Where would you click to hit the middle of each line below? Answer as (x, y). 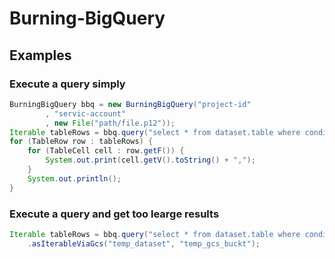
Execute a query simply (67, 84)
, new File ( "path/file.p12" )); (110, 123)
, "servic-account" (86, 113)
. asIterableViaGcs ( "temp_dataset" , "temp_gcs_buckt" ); (144, 243)
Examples (40, 55)
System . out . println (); (74, 178)
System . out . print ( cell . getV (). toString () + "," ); (150, 160)
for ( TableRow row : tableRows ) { (81, 142)
